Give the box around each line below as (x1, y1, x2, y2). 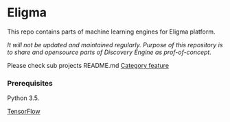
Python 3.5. (7, 94, 40, 102)
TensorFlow (7, 108, 41, 116)
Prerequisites (7, 78, 53, 88)
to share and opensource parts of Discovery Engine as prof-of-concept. (7, 48, 211, 56)
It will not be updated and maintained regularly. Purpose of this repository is (7, 40, 223, 49)
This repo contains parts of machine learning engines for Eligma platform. (7, 27, 216, 36)
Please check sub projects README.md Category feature (7, 61, 170, 69)
